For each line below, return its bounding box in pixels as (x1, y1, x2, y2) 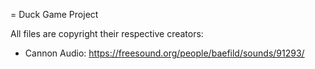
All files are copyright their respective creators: (10, 28, 204, 39)
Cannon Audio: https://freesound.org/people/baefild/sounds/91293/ (24, 47, 305, 59)
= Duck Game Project (10, 9, 99, 20)
